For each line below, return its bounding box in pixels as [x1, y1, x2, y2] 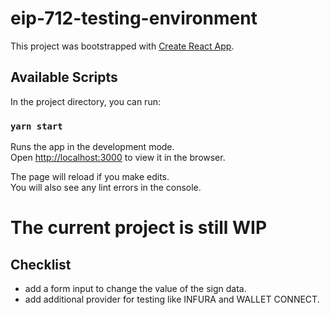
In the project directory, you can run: [10, 95, 161, 107]
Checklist [10, 256, 72, 273]
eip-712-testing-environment [10, 7, 258, 30]
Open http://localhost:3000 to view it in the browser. [10, 152, 226, 164]
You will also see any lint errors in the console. [10, 182, 202, 194]
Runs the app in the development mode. [10, 141, 175, 153]
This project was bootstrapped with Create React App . [10, 40, 235, 52]
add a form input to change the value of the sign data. [24, 283, 247, 295]
